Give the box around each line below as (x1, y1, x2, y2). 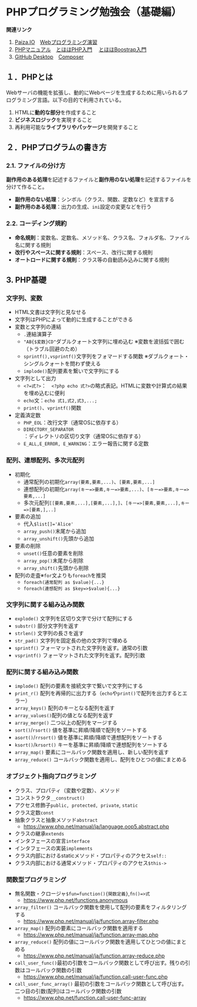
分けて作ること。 (6, 183, 48, 190)
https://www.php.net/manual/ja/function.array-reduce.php (23, 952, 165, 959)
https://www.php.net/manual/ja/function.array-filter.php (23, 917, 159, 925)
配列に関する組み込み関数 (6, 668, 79, 676)
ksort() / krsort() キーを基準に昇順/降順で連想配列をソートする (14, 741, 168, 748)
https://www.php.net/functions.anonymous (23, 896, 128, 903)
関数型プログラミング (6, 876, 66, 884)
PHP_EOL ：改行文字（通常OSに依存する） (23, 419, 122, 426)
